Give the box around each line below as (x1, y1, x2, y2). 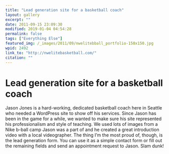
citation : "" (5, 55, 33, 60)
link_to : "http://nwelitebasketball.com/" (5, 50, 97, 55)
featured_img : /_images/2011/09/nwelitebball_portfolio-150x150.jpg (5, 41, 154, 46)
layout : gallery (5, 12, 40, 17)
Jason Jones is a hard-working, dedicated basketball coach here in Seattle (5, 105, 162, 111)
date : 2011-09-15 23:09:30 (5, 21, 63, 27)
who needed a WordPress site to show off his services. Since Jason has (5, 111, 157, 117)
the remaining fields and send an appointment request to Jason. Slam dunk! (5, 143, 164, 149)
